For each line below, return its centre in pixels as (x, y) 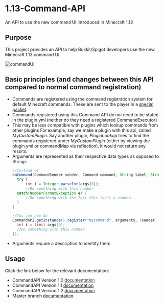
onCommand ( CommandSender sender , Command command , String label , (80, 175)
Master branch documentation (43, 296)
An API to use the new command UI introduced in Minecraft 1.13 (69, 22)
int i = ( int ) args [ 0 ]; (41, 225)
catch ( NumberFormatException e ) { (52, 193)
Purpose (18, 38)
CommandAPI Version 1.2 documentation (54, 290)
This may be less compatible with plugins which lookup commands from (85, 125)
